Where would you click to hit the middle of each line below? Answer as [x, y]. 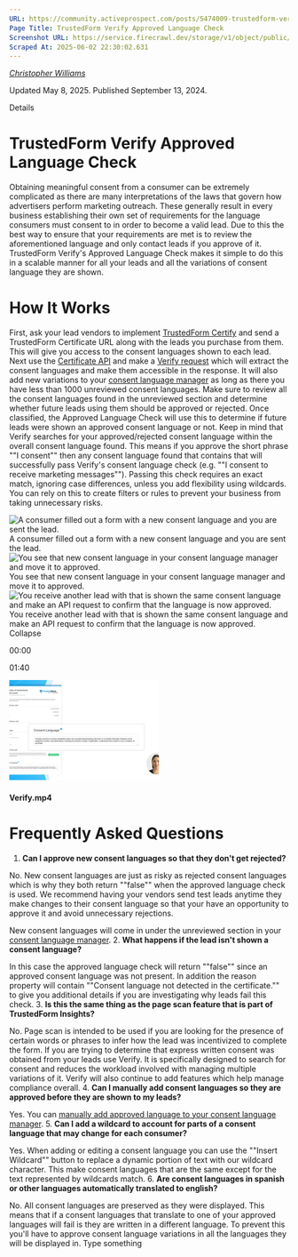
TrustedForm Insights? [52, 1013]
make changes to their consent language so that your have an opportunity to [149, 903]
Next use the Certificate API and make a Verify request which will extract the [149, 361]
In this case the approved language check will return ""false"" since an [138, 966]
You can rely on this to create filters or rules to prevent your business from [145, 493]
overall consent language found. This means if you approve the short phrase [149, 446]
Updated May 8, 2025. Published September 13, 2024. [108, 91]
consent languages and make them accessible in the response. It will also [144, 371]
